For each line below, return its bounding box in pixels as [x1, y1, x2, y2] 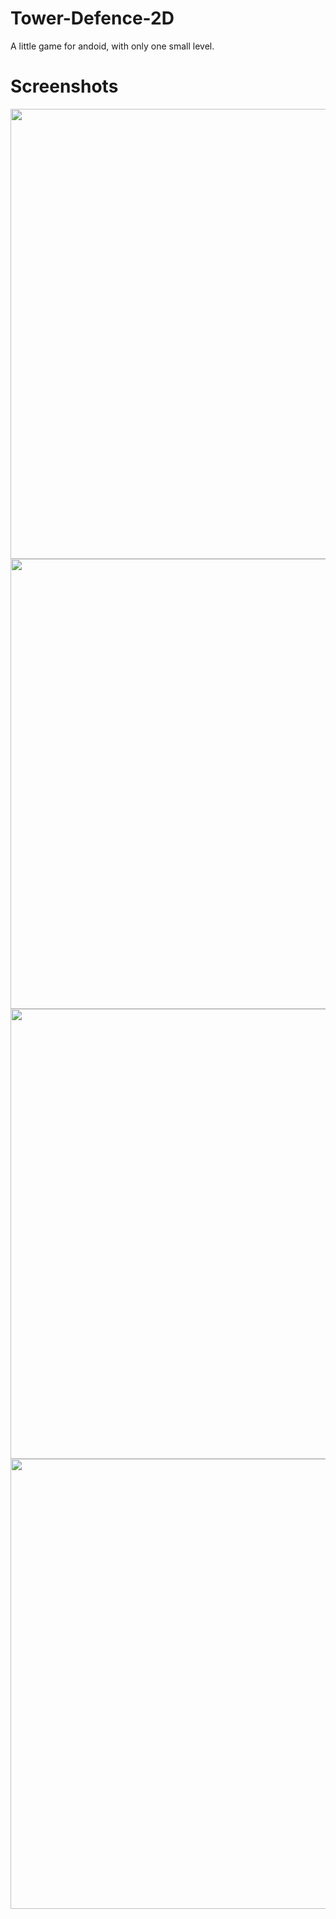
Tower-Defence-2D [10, 7, 175, 30]
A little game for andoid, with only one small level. [10, 40, 215, 52]
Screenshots [10, 75, 119, 98]
